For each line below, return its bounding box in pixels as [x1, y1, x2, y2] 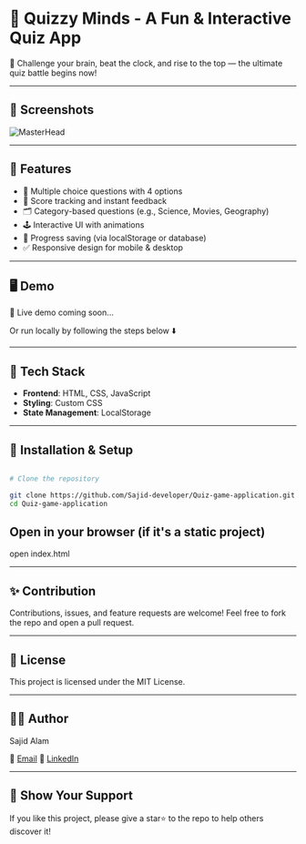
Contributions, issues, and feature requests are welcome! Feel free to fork [9, 607, 287, 618]
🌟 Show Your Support [9, 788, 134, 804]
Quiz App [9, 27, 82, 48]
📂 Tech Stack [9, 363, 86, 379]
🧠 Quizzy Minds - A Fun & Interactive [9, 8, 291, 29]
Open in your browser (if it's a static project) [9, 524, 266, 540]
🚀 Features [9, 161, 72, 177]
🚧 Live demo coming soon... [9, 307, 114, 318]
